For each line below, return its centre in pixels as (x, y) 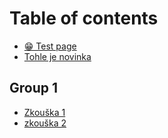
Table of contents (84, 18)
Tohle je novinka (57, 56)
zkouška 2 (45, 123)
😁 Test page (50, 46)
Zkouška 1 (44, 112)
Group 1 (34, 88)
